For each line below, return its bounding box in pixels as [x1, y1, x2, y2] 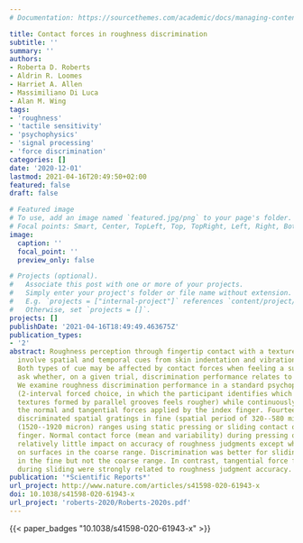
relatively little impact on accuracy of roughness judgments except [17, 439, 284, 448]
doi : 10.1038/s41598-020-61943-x [9, 490, 135, 499]
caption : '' [17, 238, 63, 248]
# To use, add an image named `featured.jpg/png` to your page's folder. [9, 214, 293, 223]
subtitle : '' [9, 38, 59, 47]
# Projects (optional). [9, 271, 99, 281]
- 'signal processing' [9, 139, 95, 148]
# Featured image [9, 205, 75, 215]
